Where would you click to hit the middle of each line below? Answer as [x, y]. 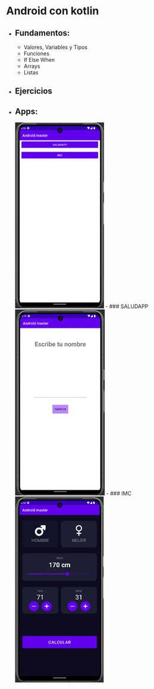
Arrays [32, 66]
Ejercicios [33, 91]
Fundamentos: [42, 33]
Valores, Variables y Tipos [56, 47]
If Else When [39, 60]
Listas [31, 72]
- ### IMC [119, 494]
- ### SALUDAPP [127, 306]
